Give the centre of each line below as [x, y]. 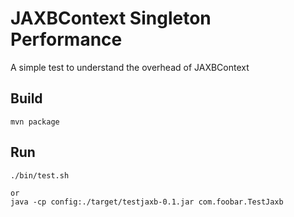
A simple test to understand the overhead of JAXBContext [130, 67]
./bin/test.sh [40, 175]
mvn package [35, 122]
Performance [66, 39]
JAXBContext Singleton [111, 18]
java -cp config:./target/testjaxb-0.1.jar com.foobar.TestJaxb [147, 202]
